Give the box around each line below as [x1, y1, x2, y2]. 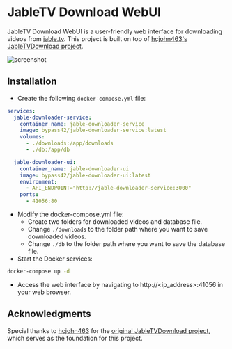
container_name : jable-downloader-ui [20, 165, 130, 172]
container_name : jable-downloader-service [20, 120, 145, 127]
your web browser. [17, 288, 72, 296]
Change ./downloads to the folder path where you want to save [27, 225, 208, 233]
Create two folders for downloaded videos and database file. [27, 218, 203, 226]
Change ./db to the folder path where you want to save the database [27, 240, 225, 247]
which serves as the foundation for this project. [7, 334, 143, 342]
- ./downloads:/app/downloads [25, 140, 114, 147]
